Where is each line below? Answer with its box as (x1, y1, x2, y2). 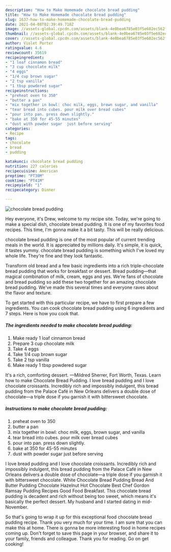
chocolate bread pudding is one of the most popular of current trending (5, 237, 155, 242)
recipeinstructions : (5, 88, 49, 93)
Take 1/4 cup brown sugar (12, 351, 68, 357)
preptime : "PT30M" (5, 173, 44, 179)
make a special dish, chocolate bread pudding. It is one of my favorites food (5, 221, 164, 227)
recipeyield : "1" (5, 183, 42, 188)
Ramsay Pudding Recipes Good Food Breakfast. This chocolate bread (5, 488, 151, 494)
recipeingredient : (5, 55, 44, 60)
